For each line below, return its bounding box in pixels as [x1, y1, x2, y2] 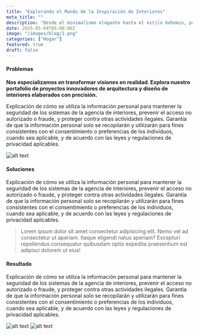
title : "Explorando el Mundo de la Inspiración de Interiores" [6, 8, 166, 15]
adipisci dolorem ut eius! [20, 247, 81, 254]
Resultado [6, 260, 32, 267]
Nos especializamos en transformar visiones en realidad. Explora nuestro [6, 78, 191, 86]
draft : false [6, 47, 38, 53]
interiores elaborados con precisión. [6, 91, 98, 98]
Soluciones [6, 165, 34, 172]
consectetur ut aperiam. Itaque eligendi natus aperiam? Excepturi [20, 234, 181, 241]
